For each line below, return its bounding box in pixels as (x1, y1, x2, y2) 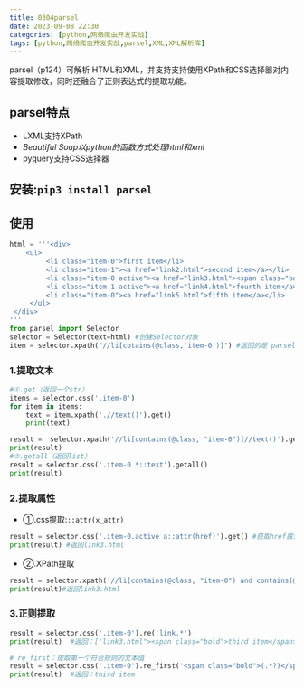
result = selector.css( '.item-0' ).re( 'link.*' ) (9, 628, 193, 637)
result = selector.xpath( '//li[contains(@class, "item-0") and (9, 576, 253, 585)
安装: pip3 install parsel (9, 182, 154, 197)
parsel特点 (9, 105, 71, 120)
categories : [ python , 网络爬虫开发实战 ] (9, 30, 149, 39)
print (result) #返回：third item (9, 670, 136, 679)
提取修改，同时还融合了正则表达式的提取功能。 (16, 76, 192, 87)
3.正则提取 (9, 608, 56, 620)
